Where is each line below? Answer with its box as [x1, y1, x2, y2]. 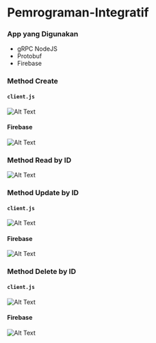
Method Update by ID [7, 188, 79, 198]
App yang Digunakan [7, 29, 79, 39]
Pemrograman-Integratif [7, 5, 149, 21]
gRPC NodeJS [16, 45, 58, 53]
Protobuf [16, 52, 42, 60]
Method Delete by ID [7, 267, 77, 277]
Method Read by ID [7, 155, 72, 165]
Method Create [7, 77, 58, 86]
